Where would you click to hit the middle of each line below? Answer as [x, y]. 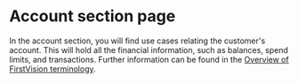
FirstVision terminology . [52, 69]
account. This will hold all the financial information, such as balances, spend [149, 49]
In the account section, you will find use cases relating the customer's [137, 41]
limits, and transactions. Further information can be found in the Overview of [149, 59]
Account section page [93, 16]
